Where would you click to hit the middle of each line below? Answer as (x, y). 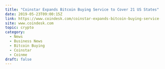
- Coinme (18, 55)
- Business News (26, 41)
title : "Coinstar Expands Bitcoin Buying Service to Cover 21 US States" (82, 9)
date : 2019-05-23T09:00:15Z (34, 14)
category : (15, 32)
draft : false (18, 59)
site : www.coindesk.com (29, 23)
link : (11, 18)
